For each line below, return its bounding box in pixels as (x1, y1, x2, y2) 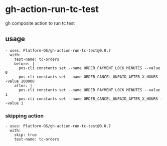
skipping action (5, 112, 44, 119)
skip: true (14, 132, 37, 137)
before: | (14, 61, 35, 66)
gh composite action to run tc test (5, 20, 75, 26)
